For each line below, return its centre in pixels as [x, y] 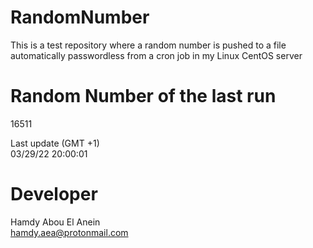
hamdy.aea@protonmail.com [69, 232]
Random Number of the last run [143, 96]
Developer [54, 194]
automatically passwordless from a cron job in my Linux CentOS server [156, 55]
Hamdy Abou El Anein [55, 222]
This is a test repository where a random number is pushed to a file [148, 45]
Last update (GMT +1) [55, 143]
